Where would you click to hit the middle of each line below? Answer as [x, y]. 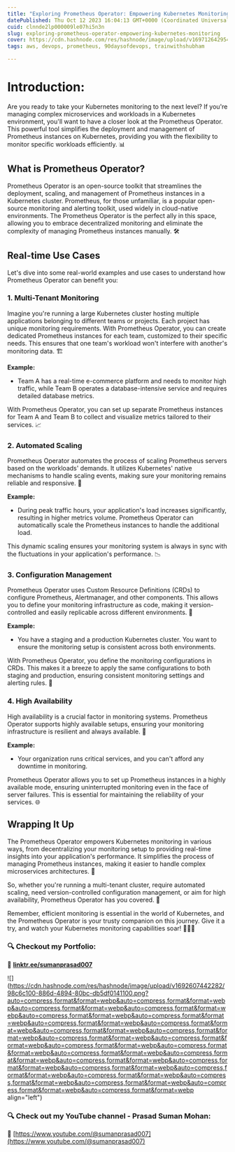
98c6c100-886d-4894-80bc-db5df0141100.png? [78, 993]
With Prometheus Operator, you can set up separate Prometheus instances [115, 409]
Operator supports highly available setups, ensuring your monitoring [106, 724]
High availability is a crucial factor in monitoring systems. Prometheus [108, 717]
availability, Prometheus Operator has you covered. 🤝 [84, 900]
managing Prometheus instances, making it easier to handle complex [107, 864]
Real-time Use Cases [54, 256]
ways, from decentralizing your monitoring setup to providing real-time [109, 848]
